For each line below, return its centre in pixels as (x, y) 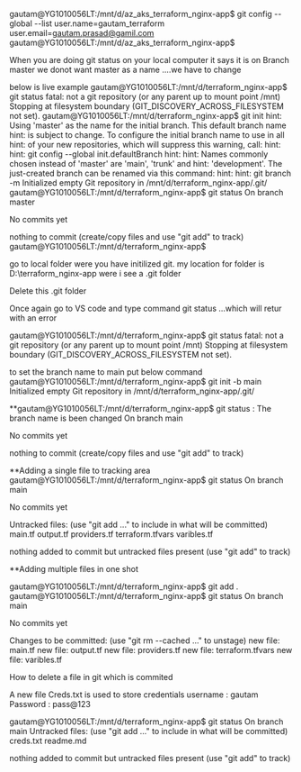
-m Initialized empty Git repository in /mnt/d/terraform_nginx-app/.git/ (138, 183)
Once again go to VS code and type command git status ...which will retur (146, 308)
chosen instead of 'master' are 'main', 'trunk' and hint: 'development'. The (146, 163)
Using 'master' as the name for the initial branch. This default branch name (148, 125)
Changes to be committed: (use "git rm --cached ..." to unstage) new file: (145, 640)
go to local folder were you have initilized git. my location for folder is (137, 264)
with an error (33, 318)
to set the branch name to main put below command (106, 372)
